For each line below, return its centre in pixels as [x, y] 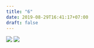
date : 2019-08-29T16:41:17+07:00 [47, 17]
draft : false [22, 23]
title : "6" [20, 12]
